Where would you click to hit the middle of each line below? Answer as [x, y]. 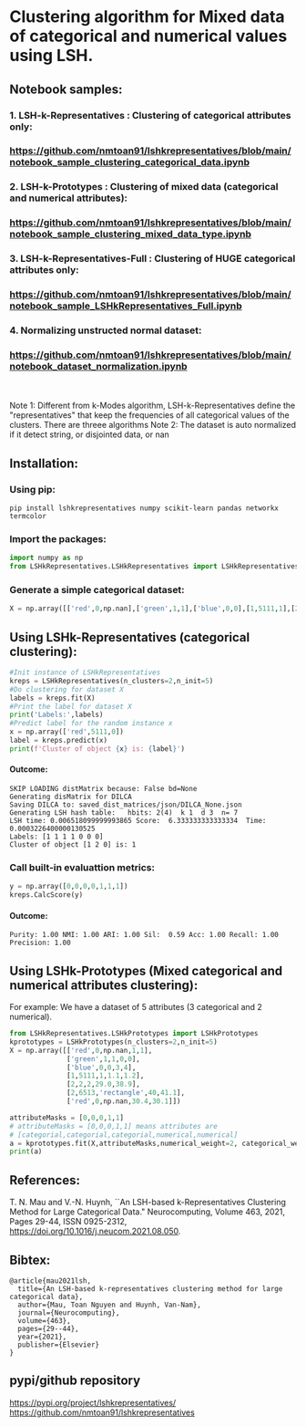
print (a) [26, 1151]
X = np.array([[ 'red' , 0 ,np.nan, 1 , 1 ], [81, 1050]
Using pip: [33, 489]
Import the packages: [58, 538]
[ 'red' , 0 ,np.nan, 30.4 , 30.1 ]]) [124, 1101]
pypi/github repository [75, 1381]
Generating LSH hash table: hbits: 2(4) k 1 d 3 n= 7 [124, 813]
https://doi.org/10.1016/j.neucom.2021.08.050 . [95, 1231]
